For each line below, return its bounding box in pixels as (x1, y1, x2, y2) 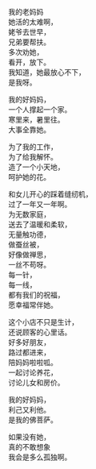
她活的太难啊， (8, 17, 58, 27)
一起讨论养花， (8, 367, 58, 377)
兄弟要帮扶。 (8, 37, 50, 47)
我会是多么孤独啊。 (8, 452, 72, 462)
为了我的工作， (8, 142, 58, 151)
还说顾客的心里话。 (8, 327, 72, 337)
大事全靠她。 (8, 125, 50, 135)
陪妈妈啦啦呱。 (8, 358, 58, 367)
